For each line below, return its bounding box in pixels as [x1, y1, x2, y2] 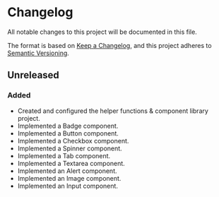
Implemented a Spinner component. [17, 144, 122, 153]
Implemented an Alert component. [17, 167, 117, 175]
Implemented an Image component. [17, 174, 122, 182]
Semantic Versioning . [7, 49, 69, 57]
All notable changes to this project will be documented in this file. [7, 28, 198, 36]
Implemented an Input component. [17, 181, 119, 190]
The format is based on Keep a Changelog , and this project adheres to [7, 41, 212, 49]
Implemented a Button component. [17, 129, 119, 138]
